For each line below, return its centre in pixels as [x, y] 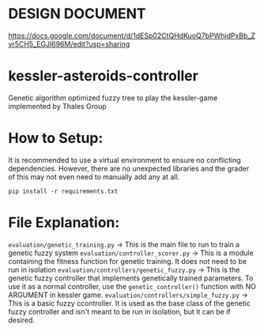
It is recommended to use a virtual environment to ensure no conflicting [124, 160]
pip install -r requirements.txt [63, 191]
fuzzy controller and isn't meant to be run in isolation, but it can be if [119, 311]
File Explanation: [64, 223]
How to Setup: [56, 138]
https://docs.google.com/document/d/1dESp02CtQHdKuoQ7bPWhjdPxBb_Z [132, 36]
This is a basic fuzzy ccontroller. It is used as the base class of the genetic [129, 303]
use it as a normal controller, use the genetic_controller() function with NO [132, 286]
